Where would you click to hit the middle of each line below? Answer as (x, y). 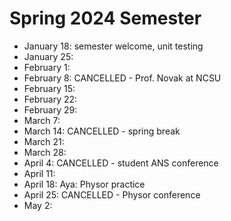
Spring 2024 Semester (105, 18)
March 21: (44, 141)
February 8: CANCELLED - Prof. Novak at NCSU (122, 78)
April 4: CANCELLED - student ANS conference (121, 163)
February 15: (49, 88)
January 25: (48, 56)
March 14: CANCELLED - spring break (102, 131)
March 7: (42, 120)
